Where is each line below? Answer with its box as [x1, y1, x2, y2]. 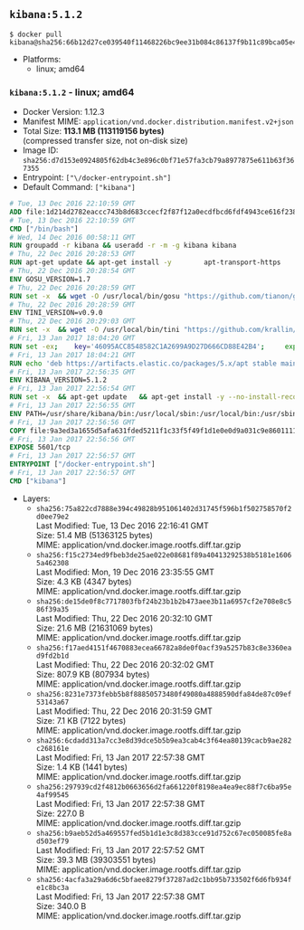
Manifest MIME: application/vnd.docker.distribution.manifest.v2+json [22, 116, 294, 127]
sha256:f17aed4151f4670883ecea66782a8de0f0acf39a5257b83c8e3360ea [35, 643, 292, 652]
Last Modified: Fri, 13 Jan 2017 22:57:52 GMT [35, 844, 205, 855]
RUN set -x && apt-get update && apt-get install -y [9, 393, 224, 402]
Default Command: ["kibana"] [22, 182, 136, 193]
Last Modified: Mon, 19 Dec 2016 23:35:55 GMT [35, 566, 214, 577]
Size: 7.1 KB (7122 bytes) [35, 715, 127, 726]
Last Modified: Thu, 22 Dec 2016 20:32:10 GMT [35, 612, 214, 623]
